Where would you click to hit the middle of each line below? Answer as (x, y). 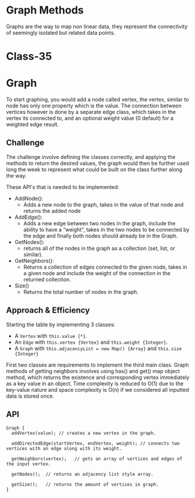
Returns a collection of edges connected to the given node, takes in (105, 267)
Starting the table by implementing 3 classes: (61, 324)
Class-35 (29, 57)
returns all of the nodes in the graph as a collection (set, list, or (99, 248)
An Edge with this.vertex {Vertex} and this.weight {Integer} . (91, 342)
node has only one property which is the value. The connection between (94, 106)
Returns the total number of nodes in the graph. (81, 292)
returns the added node (52, 211)
